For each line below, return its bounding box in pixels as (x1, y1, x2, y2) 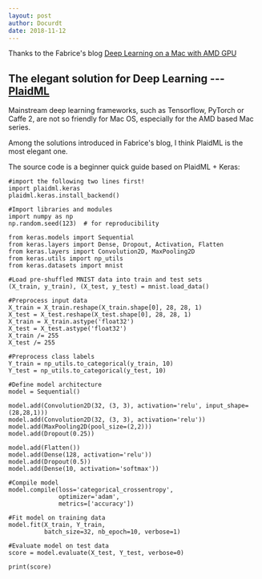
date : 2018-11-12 (8, 26, 67, 34)
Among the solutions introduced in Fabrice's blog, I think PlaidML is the (8, 138, 244, 148)
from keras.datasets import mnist (8, 262, 124, 270)
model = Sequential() (8, 388, 81, 396)
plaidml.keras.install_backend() (8, 191, 120, 200)
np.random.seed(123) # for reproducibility (8, 219, 159, 228)
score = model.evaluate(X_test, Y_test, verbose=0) (8, 549, 184, 557)
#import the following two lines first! (8, 178, 146, 186)
